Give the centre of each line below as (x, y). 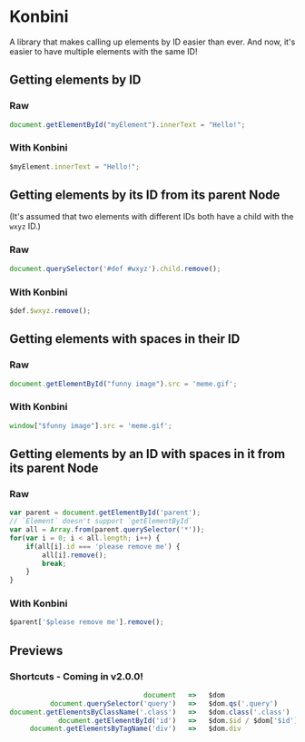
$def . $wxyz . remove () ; (50, 310)
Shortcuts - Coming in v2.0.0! (76, 676)
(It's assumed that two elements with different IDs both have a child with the (152, 217)
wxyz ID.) (25, 226)
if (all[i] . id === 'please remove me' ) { (103, 546)
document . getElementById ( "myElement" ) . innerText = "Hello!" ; (128, 124)
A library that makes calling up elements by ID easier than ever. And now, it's (152, 42)
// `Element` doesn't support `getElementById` (101, 522)
